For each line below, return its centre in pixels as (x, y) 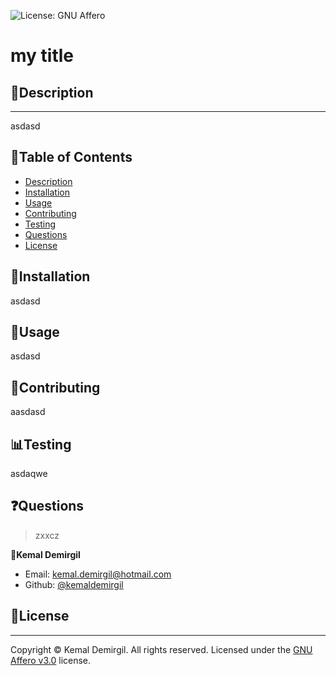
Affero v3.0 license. (51, 660)
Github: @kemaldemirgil (74, 584)
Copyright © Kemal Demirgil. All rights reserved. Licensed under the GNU (161, 649)
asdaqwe (29, 474)
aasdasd (28, 412)
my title (42, 56)
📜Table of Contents (71, 157)
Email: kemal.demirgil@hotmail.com (98, 574)
